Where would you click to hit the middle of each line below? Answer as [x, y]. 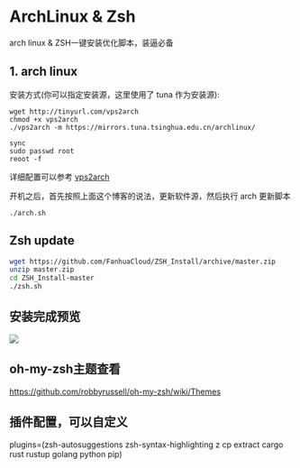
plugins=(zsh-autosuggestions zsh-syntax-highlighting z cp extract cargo [146, 445]
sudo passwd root [42, 151]
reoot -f [26, 159]
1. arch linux [44, 72]
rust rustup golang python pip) [66, 454]
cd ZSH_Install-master [52, 278]
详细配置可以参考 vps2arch [59, 177]
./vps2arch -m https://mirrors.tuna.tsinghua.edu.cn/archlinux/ [132, 127]
